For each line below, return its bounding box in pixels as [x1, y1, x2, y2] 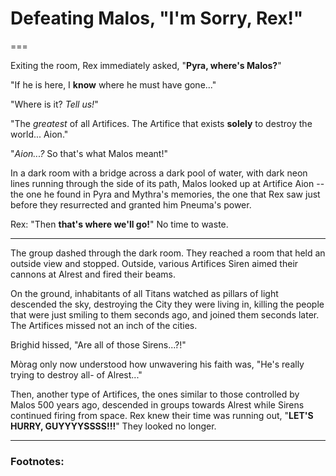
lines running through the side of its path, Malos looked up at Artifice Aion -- [10, 177, 325, 189]
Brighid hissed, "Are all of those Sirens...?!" [10, 338, 187, 351]
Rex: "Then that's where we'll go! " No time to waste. [10, 218, 229, 230]
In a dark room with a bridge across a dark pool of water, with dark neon [10, 167, 308, 179]
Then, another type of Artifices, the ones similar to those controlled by [10, 388, 300, 400]
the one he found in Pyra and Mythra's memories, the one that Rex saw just [10, 188, 321, 200]
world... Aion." [10, 128, 69, 140]
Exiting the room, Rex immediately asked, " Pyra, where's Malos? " [10, 59, 282, 71]
